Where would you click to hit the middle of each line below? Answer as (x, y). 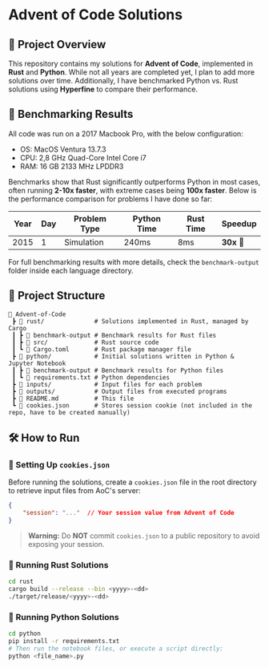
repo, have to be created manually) (69, 412)
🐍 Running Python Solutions (64, 617)
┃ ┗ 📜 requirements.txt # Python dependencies (91, 377)
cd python (25, 634)
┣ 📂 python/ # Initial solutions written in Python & (123, 356)
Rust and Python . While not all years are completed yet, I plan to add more (131, 72)
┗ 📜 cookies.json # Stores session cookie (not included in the (132, 405)
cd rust (21, 582)
